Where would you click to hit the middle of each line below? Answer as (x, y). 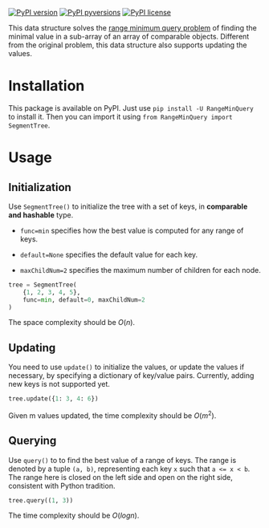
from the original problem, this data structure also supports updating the (128, 45)
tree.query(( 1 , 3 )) (41, 500)
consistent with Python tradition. (62, 485)
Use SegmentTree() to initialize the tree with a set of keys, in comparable (128, 206)
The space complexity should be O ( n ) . (71, 323)
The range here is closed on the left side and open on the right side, (120, 477)
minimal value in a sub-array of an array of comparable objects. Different (129, 37)
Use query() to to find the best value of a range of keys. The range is (122, 460)
